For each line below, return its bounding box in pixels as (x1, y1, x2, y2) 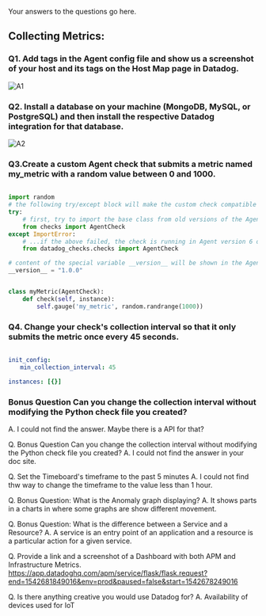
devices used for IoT (8, 600, 75, 610)
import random (8, 193, 55, 201)
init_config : (8, 356, 51, 363)
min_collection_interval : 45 (19, 363, 116, 371)
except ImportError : (8, 230, 77, 238)
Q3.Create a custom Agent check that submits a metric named (8, 158, 253, 169)
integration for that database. (8, 120, 124, 131)
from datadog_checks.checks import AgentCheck (22, 245, 179, 253)
